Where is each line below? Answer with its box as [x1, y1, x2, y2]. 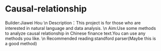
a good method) [5, 40, 37, 46]
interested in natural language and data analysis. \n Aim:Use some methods [5, 25, 156, 31]
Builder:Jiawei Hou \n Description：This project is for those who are [5, 20, 141, 25]
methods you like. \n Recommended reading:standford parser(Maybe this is [5, 35, 156, 41]
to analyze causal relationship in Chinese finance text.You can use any [5, 30, 145, 36]
